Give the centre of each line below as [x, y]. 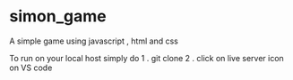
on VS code [31, 68]
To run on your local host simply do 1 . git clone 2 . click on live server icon [146, 58]
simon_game [58, 16]
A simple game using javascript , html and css [94, 41]
